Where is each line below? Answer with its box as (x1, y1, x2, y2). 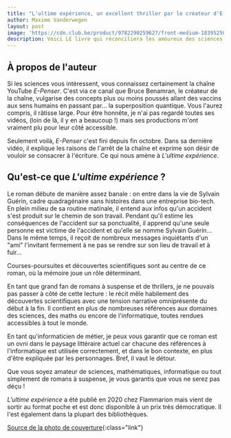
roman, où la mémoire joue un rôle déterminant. (7, 269, 142, 277)
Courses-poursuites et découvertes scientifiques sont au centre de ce (7, 261, 206, 269)
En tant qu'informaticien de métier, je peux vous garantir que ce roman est (7, 332, 218, 340)
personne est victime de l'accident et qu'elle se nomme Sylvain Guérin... (7, 226, 212, 234)
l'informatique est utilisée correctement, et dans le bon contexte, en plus (7, 346, 213, 355)
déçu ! (7, 382, 25, 390)
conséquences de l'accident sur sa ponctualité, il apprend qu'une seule (7, 218, 210, 227)
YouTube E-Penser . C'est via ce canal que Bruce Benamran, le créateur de (7, 87, 218, 95)
